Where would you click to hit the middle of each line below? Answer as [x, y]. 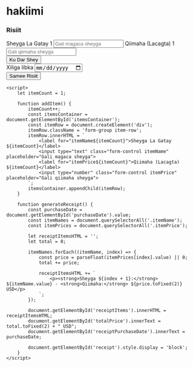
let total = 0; [47, 241]
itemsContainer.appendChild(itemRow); [77, 188]
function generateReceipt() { [55, 204]
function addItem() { [44, 104]
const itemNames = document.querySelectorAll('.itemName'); [105, 220]
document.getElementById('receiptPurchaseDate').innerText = [107, 331]
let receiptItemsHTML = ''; [63, 236]
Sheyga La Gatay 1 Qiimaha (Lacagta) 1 [90, 44]
